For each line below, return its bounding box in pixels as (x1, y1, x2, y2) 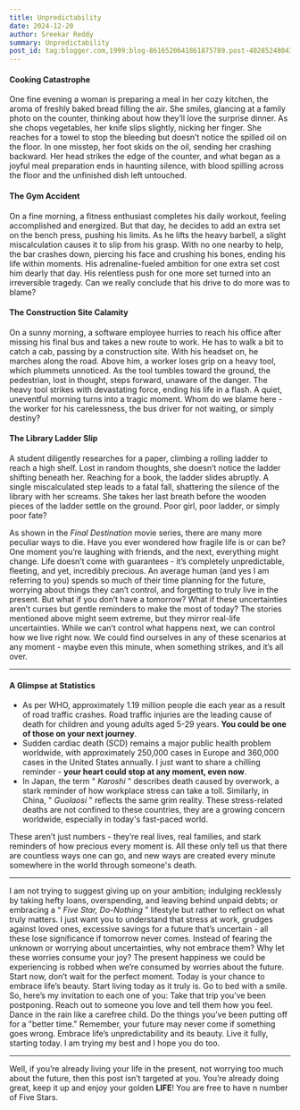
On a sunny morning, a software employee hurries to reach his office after (9, 327, 281, 337)
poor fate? (9, 509, 47, 520)
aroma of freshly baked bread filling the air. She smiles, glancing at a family (9, 104, 286, 115)
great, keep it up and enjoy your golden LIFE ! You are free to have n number (9, 1082, 288, 1093)
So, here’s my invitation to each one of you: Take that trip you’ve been (9, 990, 266, 1001)
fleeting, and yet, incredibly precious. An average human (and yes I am (9, 565, 270, 576)
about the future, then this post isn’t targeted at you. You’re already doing (9, 1073, 279, 1084)
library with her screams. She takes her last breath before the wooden (9, 491, 267, 501)
